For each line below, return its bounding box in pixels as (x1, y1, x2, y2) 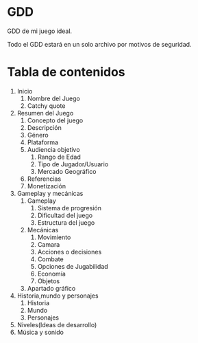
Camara (37, 240, 60, 248)
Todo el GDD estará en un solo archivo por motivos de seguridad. (7, 40, 192, 48)
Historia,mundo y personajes (16, 291, 99, 300)
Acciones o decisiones (37, 247, 102, 256)
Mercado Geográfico (37, 167, 97, 175)
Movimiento (37, 233, 71, 241)
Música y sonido (16, 328, 64, 336)
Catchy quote (27, 101, 66, 110)
